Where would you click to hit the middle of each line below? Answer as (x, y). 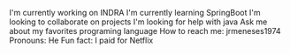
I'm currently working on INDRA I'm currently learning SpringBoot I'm (135, 13)
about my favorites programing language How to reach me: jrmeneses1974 (145, 31)
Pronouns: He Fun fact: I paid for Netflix (81, 40)
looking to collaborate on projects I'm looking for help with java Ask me (138, 22)
